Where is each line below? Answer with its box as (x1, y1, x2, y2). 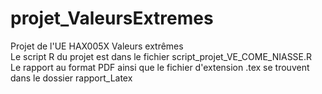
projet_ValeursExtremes (10, 7, 214, 30)
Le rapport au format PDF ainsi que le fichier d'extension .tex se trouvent (10, 61, 310, 73)
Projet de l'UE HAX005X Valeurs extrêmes (10, 40, 184, 52)
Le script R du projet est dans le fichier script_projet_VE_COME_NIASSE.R (10, 50, 313, 62)
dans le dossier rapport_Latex (10, 72, 133, 84)
